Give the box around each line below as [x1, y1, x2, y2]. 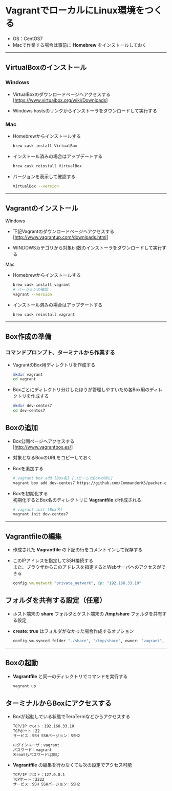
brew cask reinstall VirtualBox [12, 163, 82, 168]
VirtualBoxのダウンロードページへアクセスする [12, 91, 111, 98]
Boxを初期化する [12, 490, 48, 496]
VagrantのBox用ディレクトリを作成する [12, 361, 96, 368]
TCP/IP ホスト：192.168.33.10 [12, 724, 74, 729]
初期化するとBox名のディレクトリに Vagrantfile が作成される [12, 496, 142, 503]
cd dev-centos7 [12, 408, 46, 413]
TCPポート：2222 [12, 777, 45, 782]
